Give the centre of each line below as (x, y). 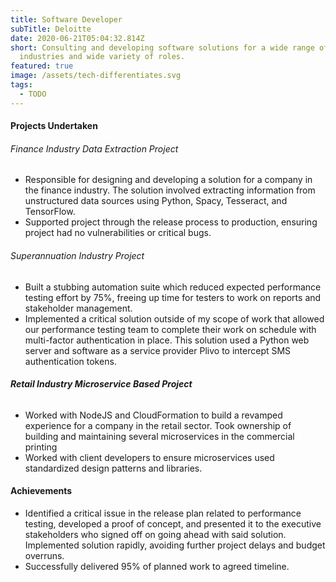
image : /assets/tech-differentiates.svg (96, 76)
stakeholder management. (78, 308)
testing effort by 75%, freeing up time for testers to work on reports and (173, 297)
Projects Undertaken (54, 126)
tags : (21, 85)
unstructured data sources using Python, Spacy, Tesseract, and (156, 201)
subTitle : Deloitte (51, 29)
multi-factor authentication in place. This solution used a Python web (167, 340)
